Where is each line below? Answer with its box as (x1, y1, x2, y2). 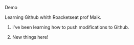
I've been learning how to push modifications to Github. (12, 24, 129, 30)
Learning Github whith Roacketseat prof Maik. (5, 14, 102, 20)
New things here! (12, 34, 49, 40)
